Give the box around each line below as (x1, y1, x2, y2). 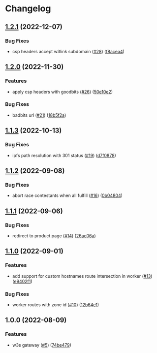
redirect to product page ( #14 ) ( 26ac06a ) (12, 232, 96, 239)
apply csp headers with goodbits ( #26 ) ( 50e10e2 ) (12, 89, 113, 95)
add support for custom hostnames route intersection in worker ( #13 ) (12, 273, 153, 279)
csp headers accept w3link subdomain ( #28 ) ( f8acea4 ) (12, 48, 125, 54)
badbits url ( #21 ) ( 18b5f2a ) (12, 112, 66, 118)
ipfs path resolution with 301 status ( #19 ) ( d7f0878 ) (12, 152, 117, 158)
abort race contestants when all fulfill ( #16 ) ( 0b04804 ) (12, 193, 123, 198)
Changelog (5, 3, 51, 14)
